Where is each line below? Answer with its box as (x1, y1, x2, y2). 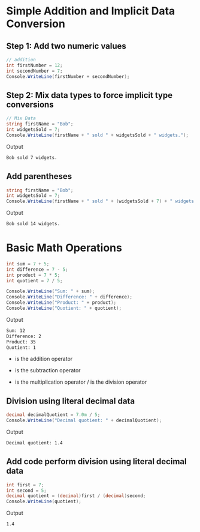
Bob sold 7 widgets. (6, 154, 58, 160)
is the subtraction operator (14, 367, 81, 374)
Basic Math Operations (6, 241, 123, 255)
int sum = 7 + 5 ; (6, 261, 50, 267)
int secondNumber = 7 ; (6, 68, 63, 74)
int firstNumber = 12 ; (6, 62, 63, 68)
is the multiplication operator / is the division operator (14, 378, 147, 385)
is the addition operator (14, 355, 73, 363)
